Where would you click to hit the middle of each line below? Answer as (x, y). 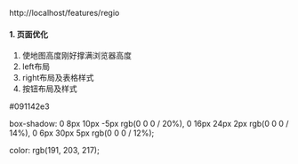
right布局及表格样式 (58, 78)
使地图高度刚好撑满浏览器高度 (77, 56)
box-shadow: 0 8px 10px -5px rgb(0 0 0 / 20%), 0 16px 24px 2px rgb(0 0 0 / (149, 124)
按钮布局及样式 (49, 89)
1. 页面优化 (29, 34)
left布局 (36, 66)
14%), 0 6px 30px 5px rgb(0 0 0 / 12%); (82, 133)
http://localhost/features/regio (64, 13)
